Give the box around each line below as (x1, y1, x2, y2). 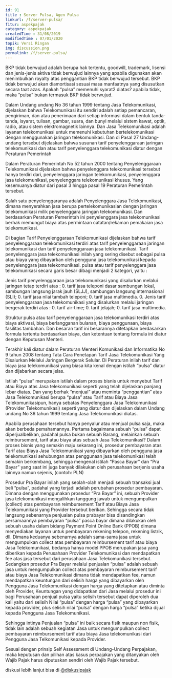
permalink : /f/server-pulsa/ (5, 50, 68, 55)
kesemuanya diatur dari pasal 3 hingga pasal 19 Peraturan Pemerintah (5, 182, 153, 188)
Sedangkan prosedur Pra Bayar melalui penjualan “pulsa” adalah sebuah (5, 561, 158, 567)
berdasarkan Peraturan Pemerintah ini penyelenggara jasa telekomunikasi (5, 214, 161, 220)
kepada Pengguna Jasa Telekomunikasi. (5, 610, 91, 616)
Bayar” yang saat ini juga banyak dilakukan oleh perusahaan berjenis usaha (5, 464, 165, 470)
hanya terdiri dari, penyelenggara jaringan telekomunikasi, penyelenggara (5, 171, 160, 177)
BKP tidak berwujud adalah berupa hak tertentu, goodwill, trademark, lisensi (5, 65, 166, 71)
